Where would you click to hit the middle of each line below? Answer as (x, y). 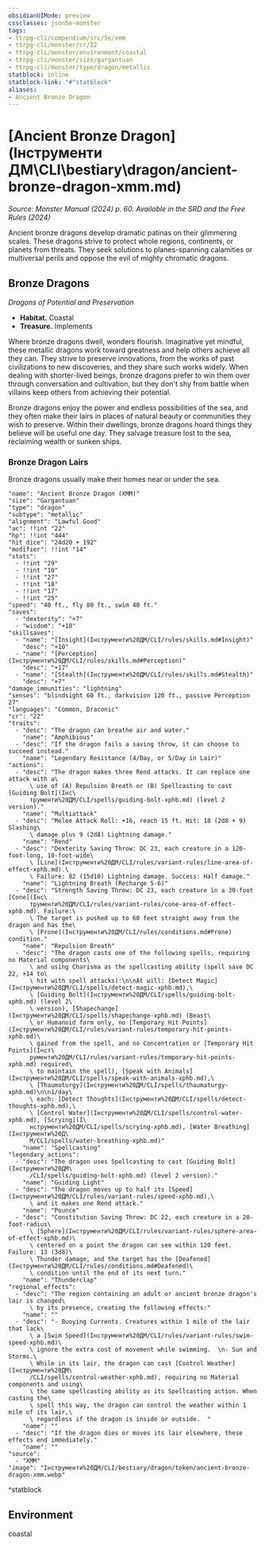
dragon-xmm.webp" (37, 1475)
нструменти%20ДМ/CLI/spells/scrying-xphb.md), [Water (120, 1127)
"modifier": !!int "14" (48, 549)
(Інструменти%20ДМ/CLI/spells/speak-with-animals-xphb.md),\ (111, 1078)
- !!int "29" (37, 564)
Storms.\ (23, 1357)
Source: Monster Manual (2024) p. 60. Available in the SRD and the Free (127, 209)
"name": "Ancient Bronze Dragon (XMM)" (74, 494)
